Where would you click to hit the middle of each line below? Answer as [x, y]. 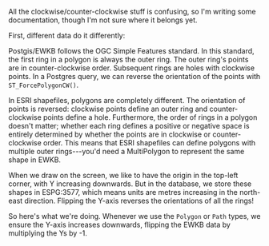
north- [250, 192]
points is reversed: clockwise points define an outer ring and [108, 109]
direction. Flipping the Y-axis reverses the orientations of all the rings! [139, 200]
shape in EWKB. [35, 160]
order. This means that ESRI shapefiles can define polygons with [149, 143]
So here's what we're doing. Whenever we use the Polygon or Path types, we [134, 216]
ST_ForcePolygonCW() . [44, 85]
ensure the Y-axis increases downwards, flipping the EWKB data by [119, 224]
